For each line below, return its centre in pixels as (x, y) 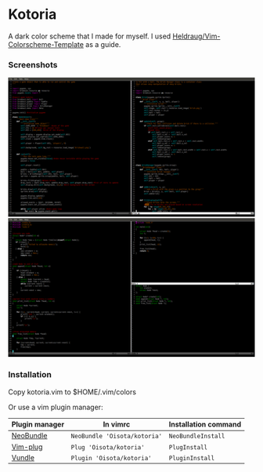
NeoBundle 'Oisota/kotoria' (117, 437)
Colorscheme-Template (46, 44)
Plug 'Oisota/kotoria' (108, 447)
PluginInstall (192, 458)
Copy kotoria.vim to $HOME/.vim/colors (72, 392)
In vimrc (117, 424)
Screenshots (33, 64)
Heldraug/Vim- (196, 36)
